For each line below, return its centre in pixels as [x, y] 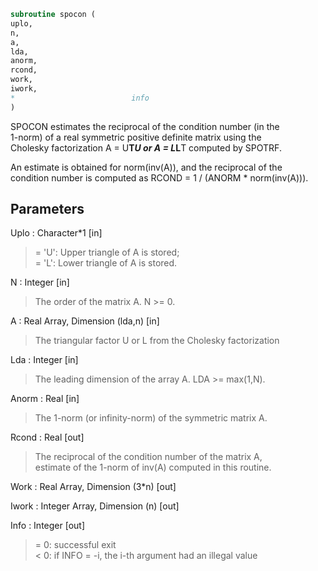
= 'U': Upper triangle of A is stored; [107, 252]
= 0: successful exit [75, 545]
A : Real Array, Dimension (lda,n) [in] [85, 321]
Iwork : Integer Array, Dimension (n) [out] [95, 506]
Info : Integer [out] [48, 526]
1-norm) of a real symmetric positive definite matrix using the [136, 137]
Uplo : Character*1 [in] [56, 233]
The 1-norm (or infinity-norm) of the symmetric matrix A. [151, 418]
